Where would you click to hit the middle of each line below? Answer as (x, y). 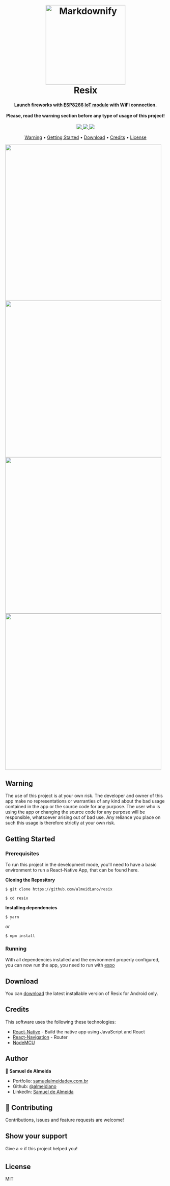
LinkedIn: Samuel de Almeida (43, 1092)
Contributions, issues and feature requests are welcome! (65, 1120)
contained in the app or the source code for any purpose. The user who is (83, 807)
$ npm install (20, 936)
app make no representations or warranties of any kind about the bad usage (85, 801)
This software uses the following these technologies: (61, 1022)
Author (17, 1059)
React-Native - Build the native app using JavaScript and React (79, 1032)
